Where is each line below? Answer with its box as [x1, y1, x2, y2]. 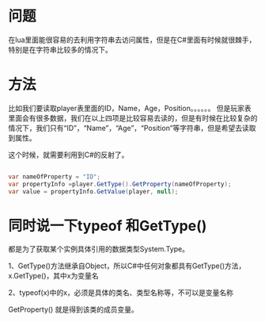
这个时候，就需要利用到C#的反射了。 [8, 150, 129, 159]
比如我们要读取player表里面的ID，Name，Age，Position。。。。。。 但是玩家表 [8, 103, 252, 113]
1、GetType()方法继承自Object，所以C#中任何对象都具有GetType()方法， [8, 261, 246, 270]
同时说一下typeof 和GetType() [8, 217, 207, 235]
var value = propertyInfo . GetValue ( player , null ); [8, 187, 179, 195]
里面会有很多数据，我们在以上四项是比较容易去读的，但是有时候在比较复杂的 [8, 113, 258, 123]
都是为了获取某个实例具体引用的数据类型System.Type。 [8, 244, 190, 254]
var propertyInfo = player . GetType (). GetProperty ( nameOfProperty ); [8, 180, 232, 188]
